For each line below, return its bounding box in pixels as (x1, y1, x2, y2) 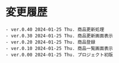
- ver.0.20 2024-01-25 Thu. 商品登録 (5, 39, 96, 45)
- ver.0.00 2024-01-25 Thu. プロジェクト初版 (5, 52, 114, 58)
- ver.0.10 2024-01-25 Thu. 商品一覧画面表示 (5, 45, 114, 51)
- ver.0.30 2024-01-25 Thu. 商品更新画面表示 (5, 33, 114, 39)
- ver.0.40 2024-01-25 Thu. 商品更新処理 (5, 26, 105, 33)
